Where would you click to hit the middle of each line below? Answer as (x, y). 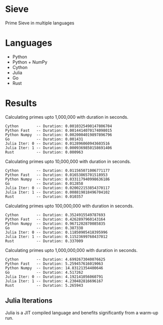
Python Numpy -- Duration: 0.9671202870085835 (55, 224)
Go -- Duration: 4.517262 (44, 272)
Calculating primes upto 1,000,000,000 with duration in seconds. (71, 250)
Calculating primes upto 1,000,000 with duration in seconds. (67, 117)
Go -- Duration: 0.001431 (44, 139)
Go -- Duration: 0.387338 (44, 228)
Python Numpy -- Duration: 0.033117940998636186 (58, 179)
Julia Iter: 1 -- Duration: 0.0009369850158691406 (59, 148)
